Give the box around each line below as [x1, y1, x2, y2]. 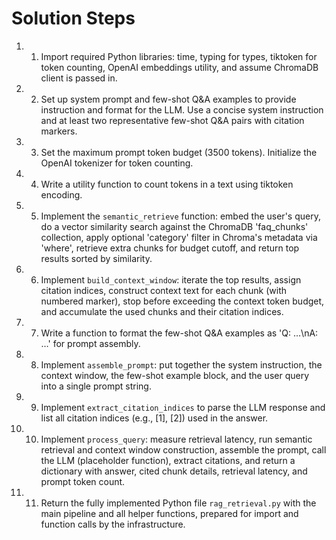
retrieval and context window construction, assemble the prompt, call [40, 443, 327, 456]
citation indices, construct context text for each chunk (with [40, 284, 288, 296]
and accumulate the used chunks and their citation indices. [40, 305, 284, 317]
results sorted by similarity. [40, 252, 153, 264]
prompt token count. [40, 475, 126, 487]
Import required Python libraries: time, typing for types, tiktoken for [40, 50, 318, 62]
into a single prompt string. [40, 380, 152, 392]
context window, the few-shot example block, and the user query [40, 369, 310, 381]
